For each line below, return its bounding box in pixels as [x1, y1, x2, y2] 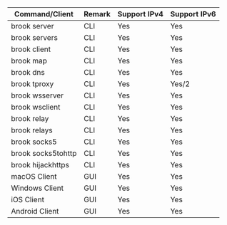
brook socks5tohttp [11, 149, 77, 158]
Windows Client [11, 183, 64, 193]
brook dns [11, 68, 45, 77]
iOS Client [11, 195, 45, 204]
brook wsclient [11, 103, 61, 112]
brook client [11, 44, 51, 54]
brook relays [11, 125, 53, 135]
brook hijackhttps [11, 160, 70, 169]
